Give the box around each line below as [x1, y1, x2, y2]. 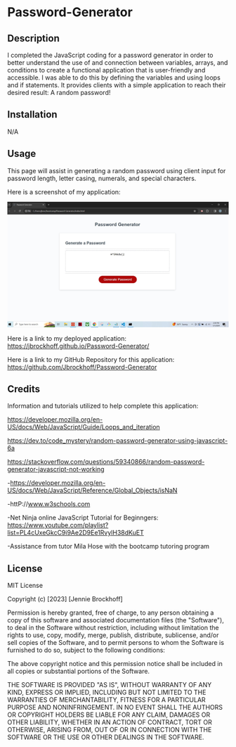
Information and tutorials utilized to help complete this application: [7, 402, 199, 410]
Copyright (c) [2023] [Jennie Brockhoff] [7, 595, 123, 603]
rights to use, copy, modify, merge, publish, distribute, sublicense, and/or [7, 631, 219, 639]
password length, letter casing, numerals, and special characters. [7, 174, 197, 182]
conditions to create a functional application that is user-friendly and [7, 66, 206, 74]
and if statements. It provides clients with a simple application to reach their [7, 81, 226, 89]
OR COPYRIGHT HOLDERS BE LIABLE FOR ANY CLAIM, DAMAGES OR [7, 710, 211, 719]
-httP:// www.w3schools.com [7, 500, 91, 508]
